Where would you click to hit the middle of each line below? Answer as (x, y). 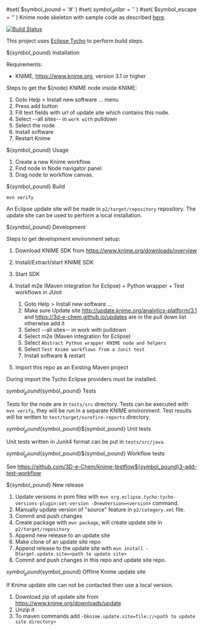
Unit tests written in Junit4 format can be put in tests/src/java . (86, 442)
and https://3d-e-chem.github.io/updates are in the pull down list (105, 317)
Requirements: (24, 64)
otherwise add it (44, 323)
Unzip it (25, 609)
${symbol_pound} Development (46, 227)
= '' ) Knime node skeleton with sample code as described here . (86, 17)
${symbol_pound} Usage (38, 150)
